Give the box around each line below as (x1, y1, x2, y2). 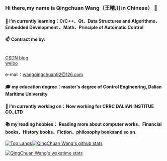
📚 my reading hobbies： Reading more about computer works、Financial (5, 121, 162, 127)
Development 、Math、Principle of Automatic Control (29, 24, 144, 30)
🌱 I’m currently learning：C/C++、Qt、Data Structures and (5, 18, 131, 24)
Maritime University (5, 91, 48, 97)
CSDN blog (5, 54, 29, 61)
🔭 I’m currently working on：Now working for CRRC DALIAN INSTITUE (5, 103, 154, 109)
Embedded (5, 24, 29, 30)
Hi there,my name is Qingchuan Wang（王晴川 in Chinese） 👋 (5, 4, 157, 11)
